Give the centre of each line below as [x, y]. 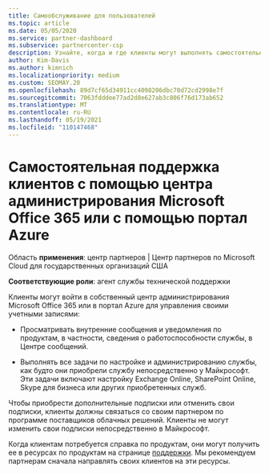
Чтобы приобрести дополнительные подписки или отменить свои [121, 403]
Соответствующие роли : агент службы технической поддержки [119, 281]
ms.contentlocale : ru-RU [50, 113]
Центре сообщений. [54, 346]
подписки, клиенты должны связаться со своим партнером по [116, 411]
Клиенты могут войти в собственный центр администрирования [119, 296]
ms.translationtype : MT [48, 105]
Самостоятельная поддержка [114, 167]
